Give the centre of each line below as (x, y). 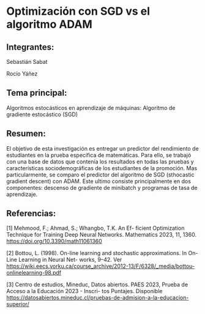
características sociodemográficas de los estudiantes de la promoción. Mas (102, 168)
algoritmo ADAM (50, 24)
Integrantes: (30, 47)
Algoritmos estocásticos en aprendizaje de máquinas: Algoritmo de (91, 108)
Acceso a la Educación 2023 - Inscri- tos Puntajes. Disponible (84, 291)
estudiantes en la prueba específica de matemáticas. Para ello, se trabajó (99, 155)
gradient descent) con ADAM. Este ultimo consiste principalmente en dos (99, 181)
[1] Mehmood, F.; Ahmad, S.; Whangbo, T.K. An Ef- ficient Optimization (95, 228)
